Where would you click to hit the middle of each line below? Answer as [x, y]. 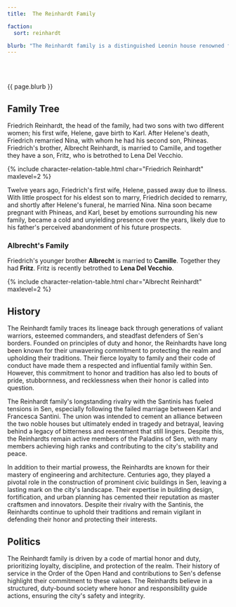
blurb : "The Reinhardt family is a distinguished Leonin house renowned [116, 46]
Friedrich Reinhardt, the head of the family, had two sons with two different [116, 126]
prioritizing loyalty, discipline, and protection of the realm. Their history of [113, 566]
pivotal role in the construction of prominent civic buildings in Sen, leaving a [117, 482]
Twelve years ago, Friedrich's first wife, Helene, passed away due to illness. [117, 190]
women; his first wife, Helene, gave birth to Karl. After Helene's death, [109, 133]
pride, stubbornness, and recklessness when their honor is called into [108, 380]
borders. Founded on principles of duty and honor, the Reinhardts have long [117, 343]
